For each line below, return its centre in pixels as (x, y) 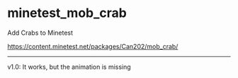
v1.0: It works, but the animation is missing (69, 67)
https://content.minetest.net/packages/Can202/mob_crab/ (93, 46)
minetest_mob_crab (67, 13)
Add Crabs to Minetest (40, 33)
